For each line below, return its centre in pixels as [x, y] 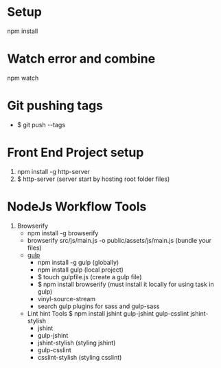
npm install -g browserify [63, 233]
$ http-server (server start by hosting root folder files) [93, 179]
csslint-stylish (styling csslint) [80, 357]
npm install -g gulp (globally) [78, 262]
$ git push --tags [41, 125]
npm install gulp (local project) [80, 270]
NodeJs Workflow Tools [77, 206]
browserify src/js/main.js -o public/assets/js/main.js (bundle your [119, 240]
